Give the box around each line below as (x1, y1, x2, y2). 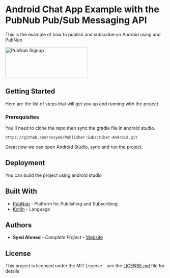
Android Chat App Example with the (5, 4, 159, 15)
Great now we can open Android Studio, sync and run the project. (5, 144, 143, 150)
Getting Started (5, 87, 55, 96)
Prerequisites (5, 113, 39, 121)
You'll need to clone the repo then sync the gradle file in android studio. (5, 125, 155, 131)
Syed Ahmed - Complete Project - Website (12, 234, 103, 241)
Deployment (5, 158, 45, 167)
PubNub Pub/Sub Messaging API (5, 14, 147, 26)
